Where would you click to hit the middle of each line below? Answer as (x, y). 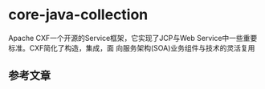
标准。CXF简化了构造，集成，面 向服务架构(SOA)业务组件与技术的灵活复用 (132, 48)
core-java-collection (78, 15)
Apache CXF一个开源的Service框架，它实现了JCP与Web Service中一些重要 (133, 38)
